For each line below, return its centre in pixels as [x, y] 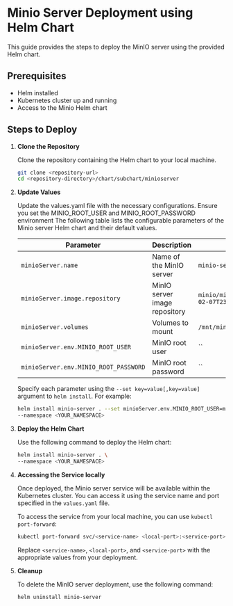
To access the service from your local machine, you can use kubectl [115, 516]
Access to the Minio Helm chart [62, 107]
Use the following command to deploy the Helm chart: [94, 442]
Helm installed [38, 93]
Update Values [39, 192]
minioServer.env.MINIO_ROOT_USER [76, 347]
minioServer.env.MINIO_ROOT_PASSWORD [83, 367]
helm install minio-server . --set [69, 409]
